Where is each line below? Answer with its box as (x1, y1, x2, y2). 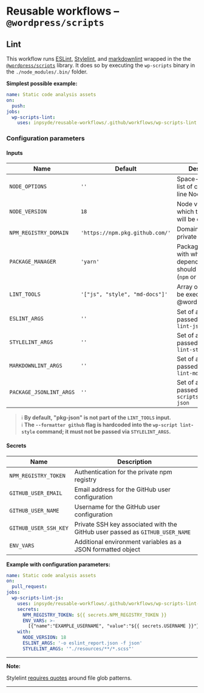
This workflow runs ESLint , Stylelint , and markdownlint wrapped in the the (6, 55, 191, 62)
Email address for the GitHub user (74, 485, 171, 493)
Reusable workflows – (6, 4, 120, 18)
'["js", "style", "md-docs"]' (80, 291, 168, 298)
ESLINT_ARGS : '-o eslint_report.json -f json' (22, 640, 143, 646)
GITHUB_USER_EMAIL (9, 490, 63, 496)
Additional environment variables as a (74, 538, 182, 546)
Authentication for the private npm (74, 468, 172, 476)
